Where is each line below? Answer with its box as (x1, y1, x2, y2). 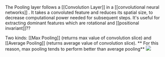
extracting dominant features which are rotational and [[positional (5, 20, 139, 26)
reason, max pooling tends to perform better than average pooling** (5, 46, 145, 52)
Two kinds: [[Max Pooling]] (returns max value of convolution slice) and (5, 35, 152, 41)
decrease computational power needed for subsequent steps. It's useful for (5, 15, 160, 20)
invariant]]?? (5, 25, 31, 31)
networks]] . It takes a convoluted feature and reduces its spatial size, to (5, 9, 153, 15)
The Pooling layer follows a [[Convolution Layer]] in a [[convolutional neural (5, 4, 160, 10)
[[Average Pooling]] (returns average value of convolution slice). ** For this (5, 40, 159, 46)
